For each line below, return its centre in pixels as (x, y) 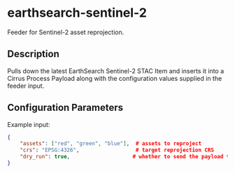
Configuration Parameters (65, 108)
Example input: (29, 124)
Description (33, 54)
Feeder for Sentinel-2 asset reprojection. (66, 32)
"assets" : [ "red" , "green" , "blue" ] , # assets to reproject (111, 144)
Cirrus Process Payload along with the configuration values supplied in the (115, 78)
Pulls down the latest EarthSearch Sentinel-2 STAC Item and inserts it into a (116, 70)
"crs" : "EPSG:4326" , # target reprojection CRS (117, 150)
